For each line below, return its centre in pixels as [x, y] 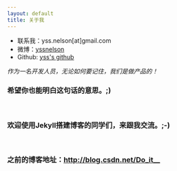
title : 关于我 [26, 20]
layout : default [30, 13]
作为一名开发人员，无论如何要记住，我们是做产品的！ [83, 71]
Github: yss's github [45, 57]
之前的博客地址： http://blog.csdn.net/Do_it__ [84, 160]
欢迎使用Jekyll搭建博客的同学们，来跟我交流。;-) [88, 125]
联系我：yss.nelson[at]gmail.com [64, 40]
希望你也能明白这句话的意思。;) [59, 90]
